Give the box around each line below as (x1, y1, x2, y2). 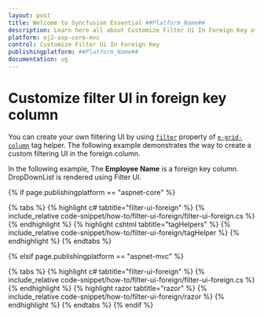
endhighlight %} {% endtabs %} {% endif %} (8, 300, 154, 309)
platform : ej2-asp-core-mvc (8, 33, 101, 42)
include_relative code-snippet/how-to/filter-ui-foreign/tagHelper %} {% (8, 227, 240, 237)
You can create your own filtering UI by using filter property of (8, 131, 216, 142)
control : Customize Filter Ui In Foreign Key (8, 41, 159, 49)
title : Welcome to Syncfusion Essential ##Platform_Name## (8, 19, 206, 27)
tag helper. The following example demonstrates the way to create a (31, 140, 251, 149)
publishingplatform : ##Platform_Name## (8, 48, 139, 56)
